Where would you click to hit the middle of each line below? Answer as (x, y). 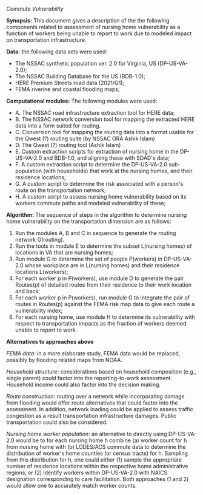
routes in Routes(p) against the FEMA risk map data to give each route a (105, 304)
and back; (28, 291)
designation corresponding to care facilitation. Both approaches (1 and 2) (98, 479)
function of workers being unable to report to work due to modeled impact (99, 33)
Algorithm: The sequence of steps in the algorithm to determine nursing (97, 215)
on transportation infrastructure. (46, 40)
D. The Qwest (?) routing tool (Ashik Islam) (68, 145)
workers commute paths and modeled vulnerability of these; (90, 203)
